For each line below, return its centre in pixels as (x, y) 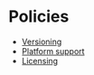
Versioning (42, 42)
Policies (39, 17)
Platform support (53, 51)
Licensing (40, 61)
